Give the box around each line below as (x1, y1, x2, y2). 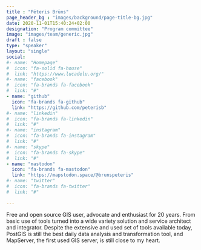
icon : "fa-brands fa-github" (12, 99, 85, 105)
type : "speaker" (6, 43, 47, 49)
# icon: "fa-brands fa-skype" (6, 150, 85, 156)
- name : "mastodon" (6, 161, 56, 167)
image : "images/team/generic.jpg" (6, 31, 94, 38)
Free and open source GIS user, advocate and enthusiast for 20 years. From (6, 211, 196, 218)
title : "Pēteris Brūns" (6, 8, 69, 15)
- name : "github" (6, 93, 50, 99)
